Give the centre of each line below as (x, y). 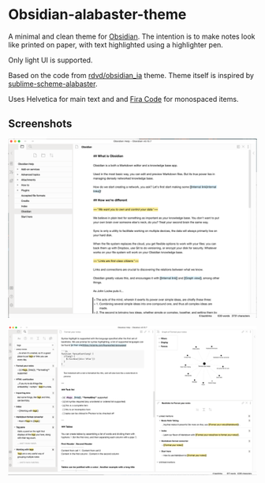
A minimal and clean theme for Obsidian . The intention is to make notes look (132, 36)
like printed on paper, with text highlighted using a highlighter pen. (116, 44)
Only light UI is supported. (50, 60)
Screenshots (40, 124)
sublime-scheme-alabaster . (53, 84)
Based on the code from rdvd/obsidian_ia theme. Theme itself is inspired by (131, 75)
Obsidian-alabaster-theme (97, 15)
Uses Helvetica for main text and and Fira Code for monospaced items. (123, 99)
